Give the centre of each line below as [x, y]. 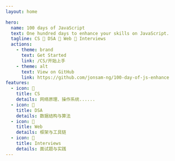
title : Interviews [39, 143]
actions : [22, 44]
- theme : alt [32, 66]
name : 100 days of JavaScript [48, 28]
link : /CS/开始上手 [43, 61]
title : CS [28, 94]
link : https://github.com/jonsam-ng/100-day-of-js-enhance [95, 78]
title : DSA [29, 110]
